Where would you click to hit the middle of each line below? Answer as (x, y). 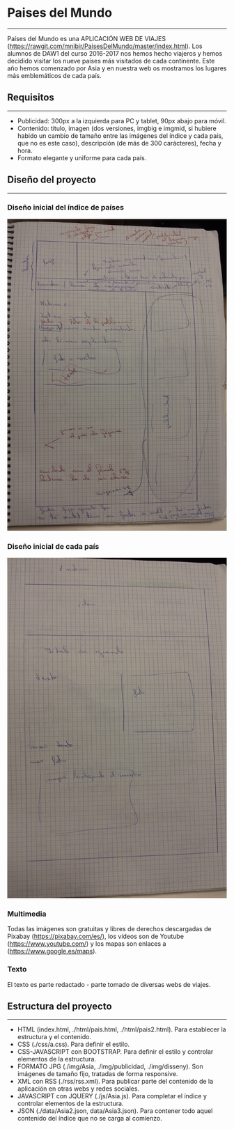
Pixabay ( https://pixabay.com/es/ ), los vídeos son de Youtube (96, 936)
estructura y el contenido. (54, 1037)
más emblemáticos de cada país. (55, 75)
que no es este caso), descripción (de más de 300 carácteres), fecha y (119, 143)
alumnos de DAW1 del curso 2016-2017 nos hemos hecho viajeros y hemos (115, 53)
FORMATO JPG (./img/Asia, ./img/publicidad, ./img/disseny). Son (110, 1066)
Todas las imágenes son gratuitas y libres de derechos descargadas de (109, 929)
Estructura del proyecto (60, 1006)
